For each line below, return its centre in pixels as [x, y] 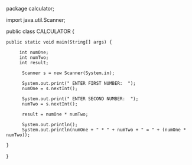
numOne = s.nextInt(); [50, 88]
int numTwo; [34, 58]
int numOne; [34, 52]
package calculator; [30, 9]
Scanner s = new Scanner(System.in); [68, 73]
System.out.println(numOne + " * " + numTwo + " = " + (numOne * [104, 130]
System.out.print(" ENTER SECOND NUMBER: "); [80, 99]
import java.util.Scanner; [36, 20]
